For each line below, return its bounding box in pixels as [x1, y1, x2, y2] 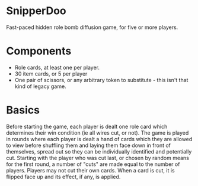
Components [6, 44, 72, 58]
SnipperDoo [6, 4, 66, 18]
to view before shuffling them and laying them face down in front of [6, 142, 171, 149]
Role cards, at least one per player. [14, 64, 100, 71]
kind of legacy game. [14, 83, 66, 90]
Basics [6, 103, 40, 117]
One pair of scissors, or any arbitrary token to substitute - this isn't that [14, 76, 189, 83]
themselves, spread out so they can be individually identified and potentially [6, 148, 192, 155]
